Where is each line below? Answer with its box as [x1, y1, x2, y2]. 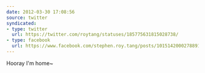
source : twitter [6, 15, 48, 21]
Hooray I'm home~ [6, 59, 54, 67]
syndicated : [6, 20, 37, 26]
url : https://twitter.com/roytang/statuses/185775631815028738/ [12, 32, 179, 38]
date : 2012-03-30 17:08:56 [6, 9, 75, 15]
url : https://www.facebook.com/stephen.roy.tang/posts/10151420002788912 [12, 43, 203, 49]
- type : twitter [6, 26, 48, 32]
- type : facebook [6, 37, 51, 43]
